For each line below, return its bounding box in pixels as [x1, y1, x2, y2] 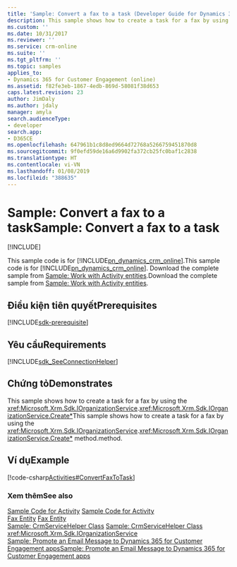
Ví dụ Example [7, 454, 70, 466]
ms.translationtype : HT [7, 154, 78, 162]
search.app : [7, 128, 42, 135]
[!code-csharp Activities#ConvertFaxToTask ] [7, 473, 135, 482]
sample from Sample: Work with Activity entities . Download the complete [7, 272, 217, 280]
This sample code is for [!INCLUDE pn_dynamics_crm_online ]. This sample [7, 257, 220, 265]
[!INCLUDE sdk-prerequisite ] [7, 318, 89, 327]
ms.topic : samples [7, 63, 61, 70]
